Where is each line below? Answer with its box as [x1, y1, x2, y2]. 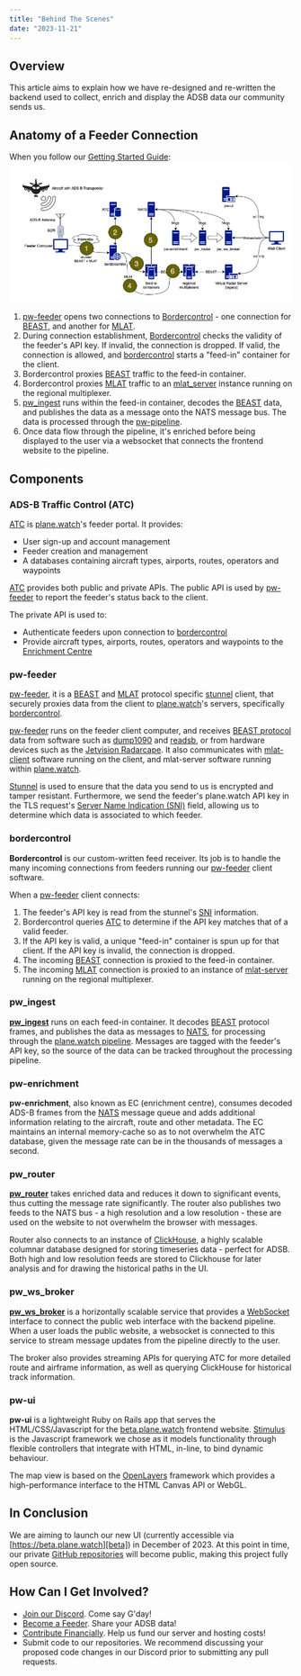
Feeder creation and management [22, 545, 148, 556]
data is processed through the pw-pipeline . [22, 417, 182, 428]
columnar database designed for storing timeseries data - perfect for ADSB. [9, 1244, 290, 1255]
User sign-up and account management [22, 536, 171, 546]
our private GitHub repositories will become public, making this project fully [9, 1548, 289, 1559]
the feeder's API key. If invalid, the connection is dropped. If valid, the [22, 340, 280, 351]
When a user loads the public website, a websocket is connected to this [9, 1325, 276, 1336]
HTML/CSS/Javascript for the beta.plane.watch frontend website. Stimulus [9, 1424, 286, 1435]
